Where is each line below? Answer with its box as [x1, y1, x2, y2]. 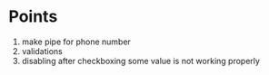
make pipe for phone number [21, 36, 131, 47]
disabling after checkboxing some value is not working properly [21, 55, 261, 66]
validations [21, 45, 63, 56]
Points [8, 6, 58, 27]
